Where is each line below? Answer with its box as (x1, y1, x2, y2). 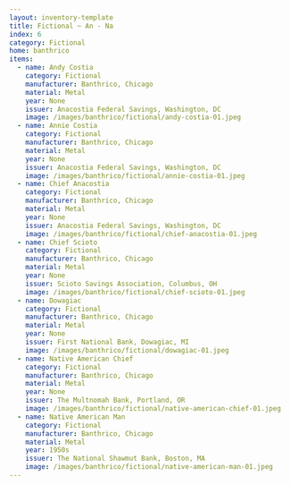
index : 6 (9, 30, 42, 38)
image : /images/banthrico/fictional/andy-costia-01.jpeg (25, 113, 242, 122)
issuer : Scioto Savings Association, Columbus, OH (25, 279, 218, 288)
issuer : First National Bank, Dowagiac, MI (25, 337, 190, 346)
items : (9, 55, 34, 64)
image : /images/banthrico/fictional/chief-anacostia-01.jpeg (25, 229, 257, 238)
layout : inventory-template (9, 13, 114, 22)
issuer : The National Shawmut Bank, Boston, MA (25, 454, 205, 464)
